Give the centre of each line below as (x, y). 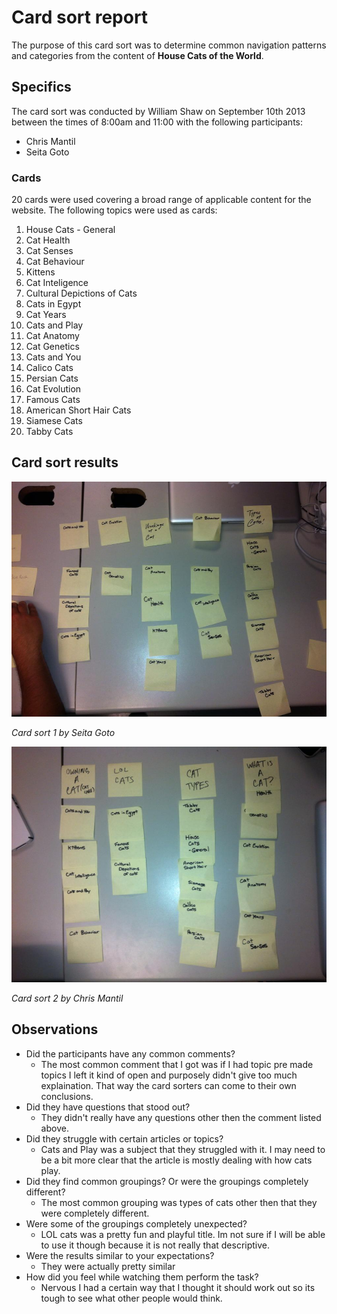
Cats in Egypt (53, 304)
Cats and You (53, 357)
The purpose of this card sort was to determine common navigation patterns (169, 45)
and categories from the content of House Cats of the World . (137, 55)
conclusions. (67, 1096)
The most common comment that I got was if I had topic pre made (177, 1064)
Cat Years (46, 315)
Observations (55, 1029)
